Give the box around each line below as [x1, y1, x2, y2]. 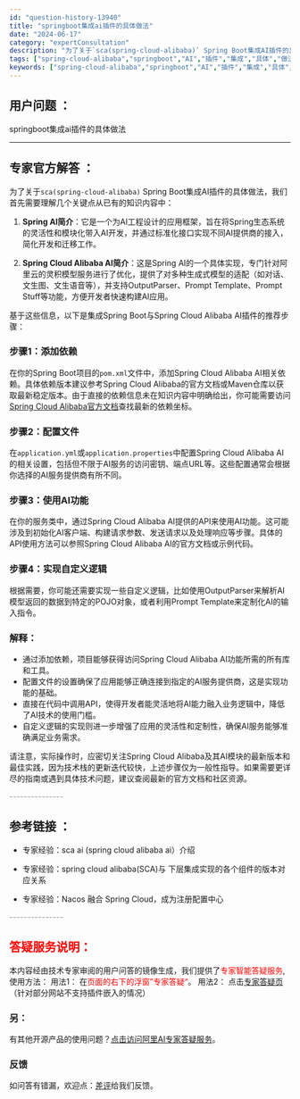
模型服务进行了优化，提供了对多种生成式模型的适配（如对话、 [61, 269, 288, 279]
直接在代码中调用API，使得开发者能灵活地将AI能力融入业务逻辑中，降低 [21, 698, 286, 709]
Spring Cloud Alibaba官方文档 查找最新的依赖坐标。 [9, 401, 197, 412]
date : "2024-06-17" [9, 29, 82, 38]
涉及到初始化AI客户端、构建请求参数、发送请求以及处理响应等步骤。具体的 [9, 528, 283, 538]
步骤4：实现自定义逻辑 [9, 563, 107, 576]
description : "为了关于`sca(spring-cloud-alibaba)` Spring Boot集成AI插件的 [9, 46, 289, 55]
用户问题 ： [9, 98, 71, 113]
